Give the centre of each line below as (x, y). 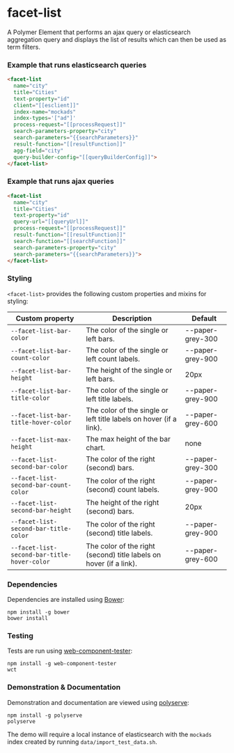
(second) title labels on (124, 554)
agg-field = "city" (39, 150)
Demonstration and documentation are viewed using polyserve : (98, 702)
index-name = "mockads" (45, 112)
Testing (20, 635)
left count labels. (113, 359)
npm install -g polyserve (45, 715)
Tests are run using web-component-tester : (70, 651)
